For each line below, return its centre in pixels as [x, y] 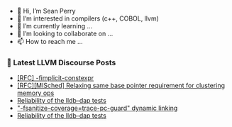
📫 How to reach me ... [50, 42]
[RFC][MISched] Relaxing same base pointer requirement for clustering [121, 86]
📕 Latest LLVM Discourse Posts [61, 62]
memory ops [35, 93]
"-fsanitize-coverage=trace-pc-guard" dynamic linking [97, 108]
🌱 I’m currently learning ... [55, 26]
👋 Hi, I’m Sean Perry [46, 11]
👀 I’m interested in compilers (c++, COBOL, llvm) [88, 18]
